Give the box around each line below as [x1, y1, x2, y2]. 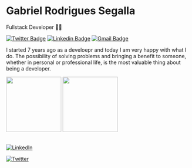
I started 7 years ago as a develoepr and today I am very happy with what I [6, 46, 187, 53]
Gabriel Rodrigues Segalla [6, 4, 136, 18]
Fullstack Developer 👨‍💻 [6, 23, 63, 31]
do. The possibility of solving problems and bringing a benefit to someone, [6, 52, 187, 59]
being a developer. [6, 65, 51, 72]
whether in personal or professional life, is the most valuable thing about [6, 59, 181, 66]
